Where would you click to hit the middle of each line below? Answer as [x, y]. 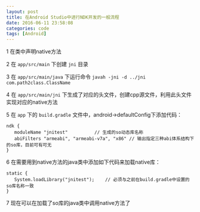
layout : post [22, 12]
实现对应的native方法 [32, 102]
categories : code [28, 28]
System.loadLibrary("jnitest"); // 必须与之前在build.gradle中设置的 [102, 180]
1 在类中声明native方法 [34, 52]
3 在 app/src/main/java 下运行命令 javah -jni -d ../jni [76, 77]
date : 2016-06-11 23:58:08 [40, 23]
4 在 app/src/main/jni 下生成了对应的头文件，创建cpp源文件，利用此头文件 [99, 95]
